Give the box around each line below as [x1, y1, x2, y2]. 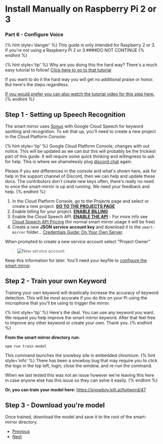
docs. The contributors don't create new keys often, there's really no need [5, 179, 154, 185]
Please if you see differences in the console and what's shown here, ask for [5, 168, 157, 174]
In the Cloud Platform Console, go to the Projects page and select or [12, 198, 149, 204]
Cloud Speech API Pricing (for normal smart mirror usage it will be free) [12, 219, 156, 225]
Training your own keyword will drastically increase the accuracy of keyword [5, 290, 159, 296]
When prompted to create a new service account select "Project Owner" [5, 239, 150, 244]
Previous [12, 428, 30, 434]
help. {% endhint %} [5, 189, 46, 195]
